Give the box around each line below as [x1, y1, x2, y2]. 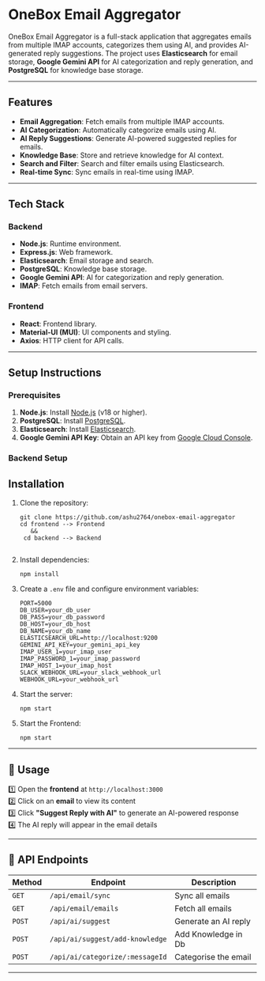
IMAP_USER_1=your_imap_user [19, 648, 112, 656]
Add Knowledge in [174, 928, 243, 939]
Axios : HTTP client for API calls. [19, 335, 125, 345]
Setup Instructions [8, 366, 102, 380]
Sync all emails [174, 890, 230, 901]
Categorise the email [174, 951, 252, 962]
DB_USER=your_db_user [19, 607, 91, 615]
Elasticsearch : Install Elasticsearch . [19, 425, 136, 434]
